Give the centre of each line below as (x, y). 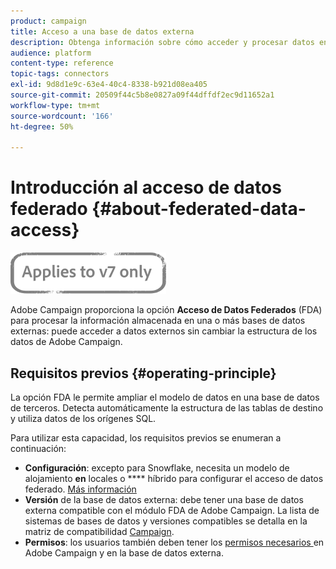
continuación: (38, 448)
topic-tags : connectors (60, 74)
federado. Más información (80, 489)
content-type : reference (62, 63)
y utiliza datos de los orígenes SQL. (83, 418)
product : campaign (48, 21)
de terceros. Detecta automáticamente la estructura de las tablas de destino (167, 408)
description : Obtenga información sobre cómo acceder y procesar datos (162, 42)
